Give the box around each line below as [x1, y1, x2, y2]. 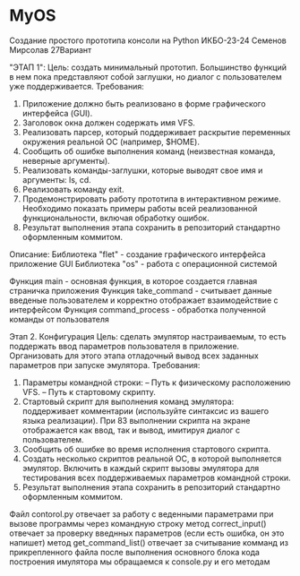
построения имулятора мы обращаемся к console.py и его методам [9, 556, 270, 567]
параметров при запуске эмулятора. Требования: [9, 359, 201, 370]
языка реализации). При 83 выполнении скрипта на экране [21, 415, 251, 426]
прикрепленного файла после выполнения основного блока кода [9, 546, 260, 557]
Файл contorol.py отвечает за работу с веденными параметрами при [9, 508, 274, 520]
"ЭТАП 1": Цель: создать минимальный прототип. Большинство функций [9, 62, 287, 73]
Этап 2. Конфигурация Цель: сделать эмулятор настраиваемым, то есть [9, 331, 287, 341]
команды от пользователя [9, 314, 110, 324]
